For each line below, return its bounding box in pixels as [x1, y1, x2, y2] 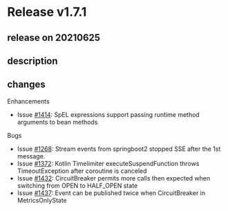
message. [17, 152, 46, 160]
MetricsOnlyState [17, 196, 67, 204]
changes [7, 79, 46, 91]
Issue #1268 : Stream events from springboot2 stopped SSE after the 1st [17, 145, 221, 153]
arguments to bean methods [17, 118, 98, 126]
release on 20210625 [7, 32, 101, 44]
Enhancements [7, 97, 50, 105]
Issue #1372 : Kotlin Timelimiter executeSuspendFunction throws [17, 159, 200, 167]
